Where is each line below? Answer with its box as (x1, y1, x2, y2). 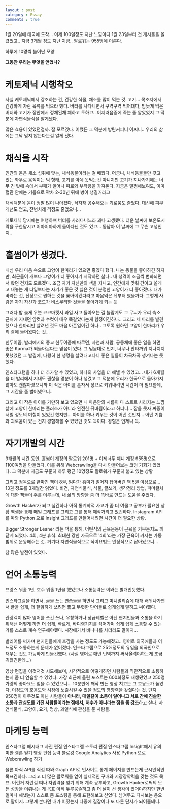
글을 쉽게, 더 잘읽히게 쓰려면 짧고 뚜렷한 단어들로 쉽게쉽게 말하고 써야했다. (10, 604, 157, 610)
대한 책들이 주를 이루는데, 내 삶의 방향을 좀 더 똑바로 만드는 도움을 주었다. (10, 491, 155, 498)
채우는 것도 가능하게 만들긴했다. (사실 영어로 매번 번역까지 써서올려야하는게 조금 (5, 651, 163, 657)
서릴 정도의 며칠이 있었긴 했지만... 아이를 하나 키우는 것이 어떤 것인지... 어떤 (5, 412, 154, 418)
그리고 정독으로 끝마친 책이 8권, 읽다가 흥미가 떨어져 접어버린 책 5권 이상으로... (5, 479, 161, 485)
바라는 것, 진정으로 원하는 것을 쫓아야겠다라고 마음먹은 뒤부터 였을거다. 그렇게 (5, 293, 158, 299)
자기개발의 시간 (5, 438, 65, 449)
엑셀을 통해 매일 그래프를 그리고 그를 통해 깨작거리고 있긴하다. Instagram (10, 509, 155, 515)
